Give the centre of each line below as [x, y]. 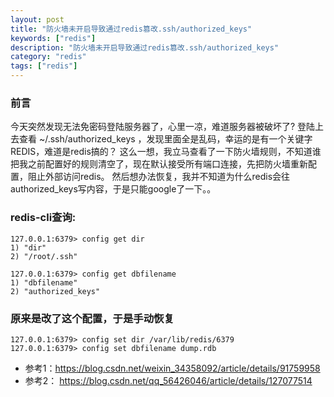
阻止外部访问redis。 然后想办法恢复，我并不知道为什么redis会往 [159, 177]
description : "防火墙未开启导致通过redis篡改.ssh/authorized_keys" [145, 47]
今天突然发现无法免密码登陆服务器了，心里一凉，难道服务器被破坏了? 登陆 [163, 127]
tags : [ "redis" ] [44, 66]
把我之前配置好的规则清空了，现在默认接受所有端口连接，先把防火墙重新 [159, 164]
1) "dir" [28, 247]
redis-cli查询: [43, 218]
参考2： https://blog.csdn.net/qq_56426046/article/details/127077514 [168, 380]
